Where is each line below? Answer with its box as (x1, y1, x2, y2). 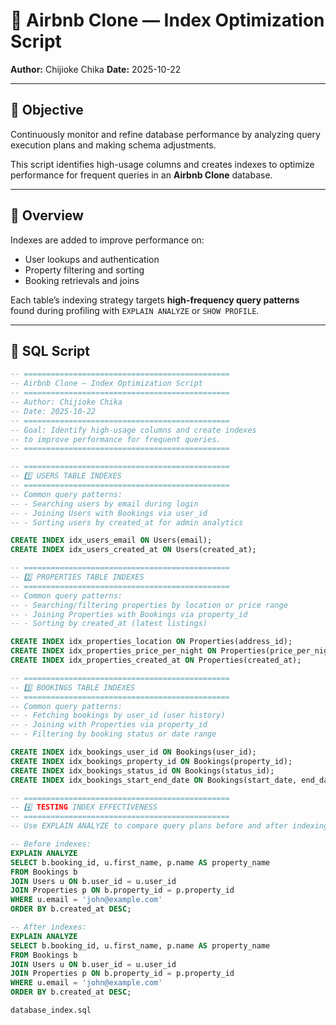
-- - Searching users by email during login (10, 499, 199, 509)
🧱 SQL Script (10, 342, 91, 359)
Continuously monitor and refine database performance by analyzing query (10, 128, 321, 140)
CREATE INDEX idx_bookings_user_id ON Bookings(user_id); (10, 747, 257, 757)
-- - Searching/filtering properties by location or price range (10, 600, 288, 610)
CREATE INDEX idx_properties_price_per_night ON (10, 646, 217, 656)
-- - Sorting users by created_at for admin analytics (10, 517, 244, 528)
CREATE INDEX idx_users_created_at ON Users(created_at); (10, 545, 257, 555)
